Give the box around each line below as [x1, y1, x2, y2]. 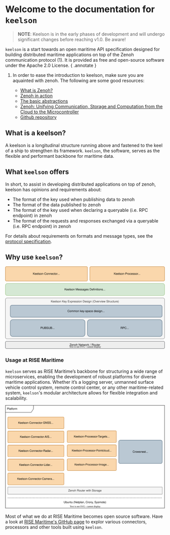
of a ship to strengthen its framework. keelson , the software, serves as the [5, 148, 160, 154]
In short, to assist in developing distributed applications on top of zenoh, [5, 181, 156, 187]
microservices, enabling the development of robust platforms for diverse [5, 373, 157, 380]
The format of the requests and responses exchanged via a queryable [12, 217, 158, 224]
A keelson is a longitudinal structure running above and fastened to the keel [5, 142, 163, 148]
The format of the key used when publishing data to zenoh [12, 196, 135, 202]
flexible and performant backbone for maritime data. [5, 153, 115, 159]
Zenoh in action [20, 93, 53, 99]
